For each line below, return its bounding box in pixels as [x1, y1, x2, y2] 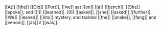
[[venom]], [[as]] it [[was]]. [4, 19, 59, 25]
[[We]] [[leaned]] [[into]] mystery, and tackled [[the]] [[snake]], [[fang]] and [4, 15, 157, 20]
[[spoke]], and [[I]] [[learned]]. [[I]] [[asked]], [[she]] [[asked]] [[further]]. [4, 9, 152, 15]
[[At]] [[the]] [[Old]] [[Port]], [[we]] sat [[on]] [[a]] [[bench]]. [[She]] [4, 4, 140, 10]
